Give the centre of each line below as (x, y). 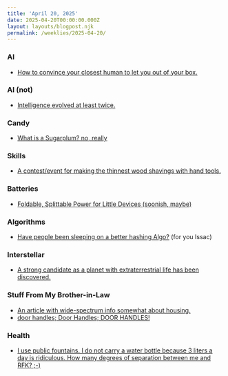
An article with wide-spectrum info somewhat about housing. (104, 310)
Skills (17, 156)
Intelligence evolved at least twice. (66, 105)
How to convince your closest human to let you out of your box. (107, 72)
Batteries (23, 189)
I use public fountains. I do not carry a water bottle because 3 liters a (115, 350)
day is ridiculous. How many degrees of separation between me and (114, 357)
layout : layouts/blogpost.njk (51, 26)
